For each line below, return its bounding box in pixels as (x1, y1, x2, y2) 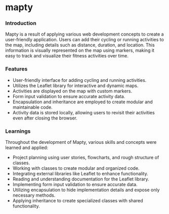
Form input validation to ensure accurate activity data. (12, 93, 125, 99)
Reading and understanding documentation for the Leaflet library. (12, 176, 149, 182)
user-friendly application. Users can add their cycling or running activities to (5, 37, 164, 43)
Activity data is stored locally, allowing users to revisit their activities (12, 109, 155, 115)
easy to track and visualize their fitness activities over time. (5, 53, 129, 59)
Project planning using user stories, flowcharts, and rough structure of (12, 155, 159, 161)
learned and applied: (5, 144, 49, 151)
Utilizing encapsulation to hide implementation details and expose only (12, 187, 160, 193)
